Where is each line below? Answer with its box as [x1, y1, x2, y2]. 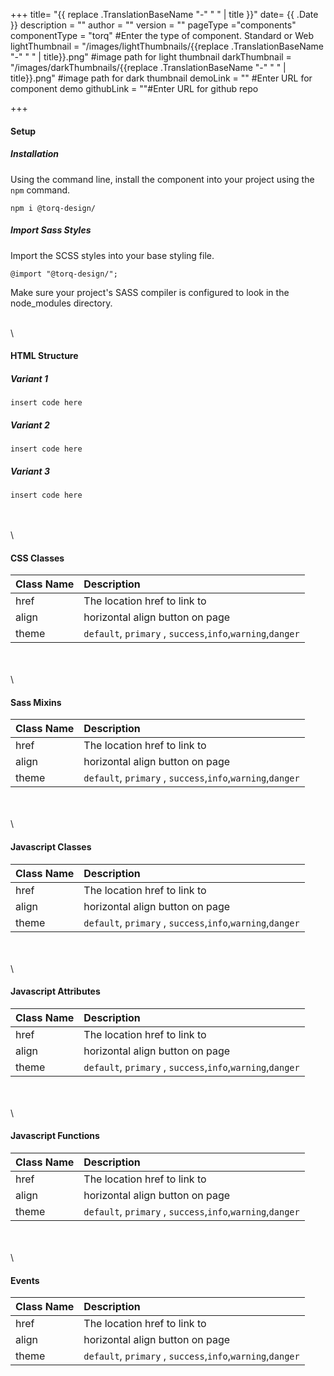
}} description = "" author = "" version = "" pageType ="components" [10, 19, 297, 31]
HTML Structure [10, 350, 79, 362]
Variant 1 [10, 372, 49, 384]
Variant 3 [10, 465, 51, 477]
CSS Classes [10, 552, 65, 564]
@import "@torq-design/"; [10, 269, 118, 279]
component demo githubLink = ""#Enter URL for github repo [10, 83, 259, 94]
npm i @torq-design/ [10, 203, 97, 213]
